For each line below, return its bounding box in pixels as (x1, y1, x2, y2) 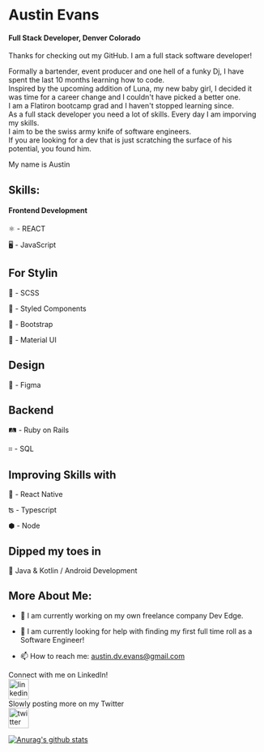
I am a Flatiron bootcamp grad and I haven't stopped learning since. (8, 101, 235, 111)
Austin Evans (8, 6, 100, 24)
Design (8, 359, 45, 372)
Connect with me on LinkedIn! (8, 669, 109, 679)
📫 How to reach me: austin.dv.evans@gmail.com (19, 651, 185, 661)
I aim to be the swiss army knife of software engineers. (8, 127, 192, 137)
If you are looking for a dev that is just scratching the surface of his (8, 135, 232, 145)
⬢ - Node (8, 520, 40, 531)
